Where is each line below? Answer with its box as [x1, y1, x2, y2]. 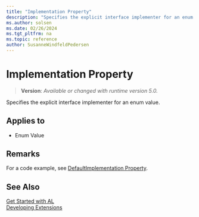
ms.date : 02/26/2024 [6, 25, 58, 32]
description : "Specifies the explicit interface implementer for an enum [6, 14, 194, 20]
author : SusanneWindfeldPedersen [6, 42, 89, 48]
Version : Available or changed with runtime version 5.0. [20, 87, 158, 94]
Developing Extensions [6, 204, 63, 211]
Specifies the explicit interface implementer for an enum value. [6, 99, 160, 106]
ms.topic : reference [6, 36, 58, 42]
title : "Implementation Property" [6, 8, 92, 15]
